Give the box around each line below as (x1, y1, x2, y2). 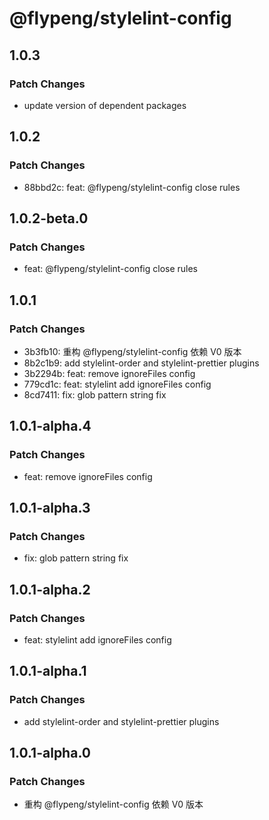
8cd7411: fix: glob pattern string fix (23, 388, 167, 401)
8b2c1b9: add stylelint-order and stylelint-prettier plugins (23, 357, 260, 369)
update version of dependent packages (23, 99, 187, 111)
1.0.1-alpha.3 (9, 500, 91, 517)
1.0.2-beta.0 (9, 210, 89, 227)
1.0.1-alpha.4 (9, 418, 92, 435)
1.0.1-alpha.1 (9, 663, 87, 680)
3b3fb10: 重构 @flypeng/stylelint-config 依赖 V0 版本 (23, 345, 242, 357)
